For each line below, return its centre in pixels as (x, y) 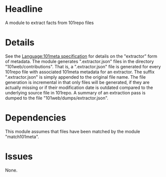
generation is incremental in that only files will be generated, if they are (77, 82)
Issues (19, 156)
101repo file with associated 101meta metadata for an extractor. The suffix (80, 72)
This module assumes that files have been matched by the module (73, 131)
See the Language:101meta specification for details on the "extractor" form (81, 56)
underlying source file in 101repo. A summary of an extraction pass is (75, 92)
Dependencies (36, 118)
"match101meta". (22, 137)
